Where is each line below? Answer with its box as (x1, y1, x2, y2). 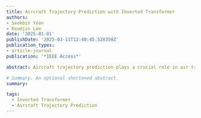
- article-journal (6, 48, 52, 54)
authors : (6, 14, 28, 20)
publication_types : (6, 43, 55, 49)
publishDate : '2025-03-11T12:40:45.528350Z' (6, 37, 119, 43)
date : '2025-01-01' (6, 31, 55, 37)
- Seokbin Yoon (6, 20, 44, 26)
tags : (6, 91, 20, 98)
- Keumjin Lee (6, 25, 42, 32)
